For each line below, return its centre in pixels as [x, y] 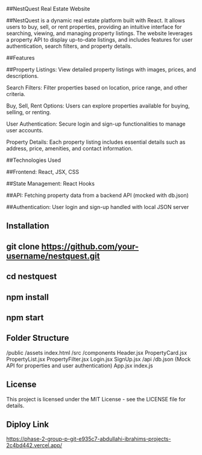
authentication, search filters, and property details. [69, 46]
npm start [25, 318]
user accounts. [25, 130]
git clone [23, 246]
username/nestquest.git [53, 256]
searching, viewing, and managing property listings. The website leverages [99, 33]
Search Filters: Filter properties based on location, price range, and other [97, 88]
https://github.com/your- [90, 246]
